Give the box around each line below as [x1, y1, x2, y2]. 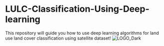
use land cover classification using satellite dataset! [5, 35, 111, 41]
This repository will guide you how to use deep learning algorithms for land [5, 30, 160, 36]
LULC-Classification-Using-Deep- [5, 3, 150, 15]
